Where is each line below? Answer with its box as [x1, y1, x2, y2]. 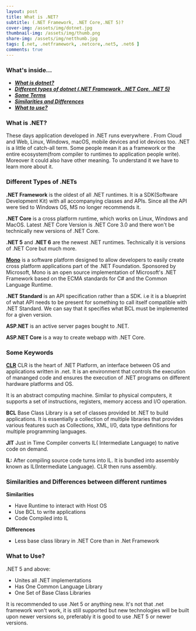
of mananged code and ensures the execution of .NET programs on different [6, 374, 190, 381]
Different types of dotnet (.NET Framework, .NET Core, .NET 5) [14, 85, 170, 92]
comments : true [6, 47, 43, 53]
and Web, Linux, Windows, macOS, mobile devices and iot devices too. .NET [6, 138, 190, 145]
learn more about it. [6, 163, 54, 170]
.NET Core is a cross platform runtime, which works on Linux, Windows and [6, 215, 188, 222]
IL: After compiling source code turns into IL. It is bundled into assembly [6, 457, 179, 464]
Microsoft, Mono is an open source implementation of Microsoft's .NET [6, 269, 177, 276]
